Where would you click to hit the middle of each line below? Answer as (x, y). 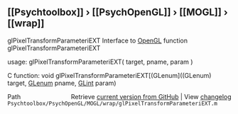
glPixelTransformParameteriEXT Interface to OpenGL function (98, 40)
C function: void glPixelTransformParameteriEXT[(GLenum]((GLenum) (109, 75)
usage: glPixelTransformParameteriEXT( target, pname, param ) (100, 62)
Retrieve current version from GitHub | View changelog (151, 96)
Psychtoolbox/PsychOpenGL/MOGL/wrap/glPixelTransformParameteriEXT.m (113, 103)
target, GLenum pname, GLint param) (62, 83)
